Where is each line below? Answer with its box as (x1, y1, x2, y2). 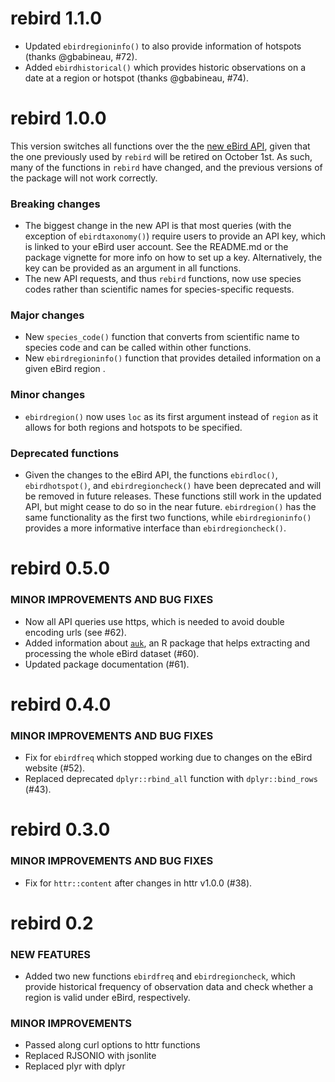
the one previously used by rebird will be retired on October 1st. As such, (10, 150, 313, 162)
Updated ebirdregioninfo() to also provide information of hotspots (24, 40, 302, 52)
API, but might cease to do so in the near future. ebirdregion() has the (24, 501, 317, 513)
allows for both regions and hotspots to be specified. (24, 421, 243, 433)
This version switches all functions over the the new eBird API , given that (10, 140, 311, 152)
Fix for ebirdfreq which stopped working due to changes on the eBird (24, 752, 313, 764)
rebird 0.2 (10, 912, 94, 934)
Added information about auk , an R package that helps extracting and (24, 637, 311, 649)
